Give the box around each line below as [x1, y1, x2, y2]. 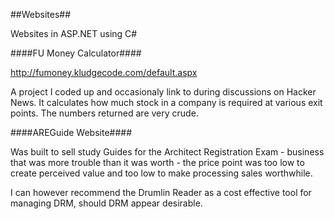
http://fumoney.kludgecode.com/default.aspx [10, 67, 198, 78]
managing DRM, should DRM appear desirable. [10, 197, 203, 209]
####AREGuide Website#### [10, 127, 133, 138]
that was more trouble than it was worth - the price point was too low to [10, 157, 305, 168]
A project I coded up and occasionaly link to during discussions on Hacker [10, 86, 317, 98]
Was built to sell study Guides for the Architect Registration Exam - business [10, 146, 325, 158]
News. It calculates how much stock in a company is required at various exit [10, 97, 323, 108]
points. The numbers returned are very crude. [10, 107, 199, 119]
